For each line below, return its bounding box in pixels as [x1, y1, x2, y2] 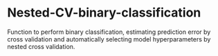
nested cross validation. [7, 42, 75, 50]
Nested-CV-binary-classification [7, 5, 201, 21]
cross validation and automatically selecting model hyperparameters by [7, 35, 211, 43]
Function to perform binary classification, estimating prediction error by [7, 28, 211, 36]
